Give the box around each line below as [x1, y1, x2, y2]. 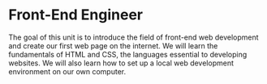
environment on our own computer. [8, 66, 127, 76]
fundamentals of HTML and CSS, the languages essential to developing [8, 49, 248, 59]
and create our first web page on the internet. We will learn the [8, 40, 218, 50]
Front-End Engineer [8, 6, 144, 24]
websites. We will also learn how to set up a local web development [8, 58, 234, 68]
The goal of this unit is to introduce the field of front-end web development [8, 32, 259, 42]
